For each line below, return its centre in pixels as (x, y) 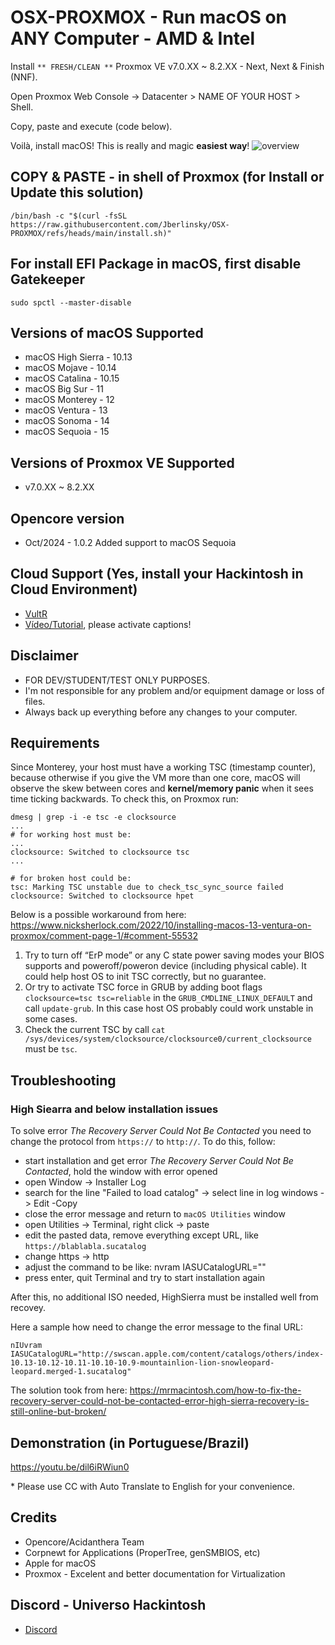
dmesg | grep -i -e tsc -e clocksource (93, 817)
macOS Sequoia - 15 (67, 432)
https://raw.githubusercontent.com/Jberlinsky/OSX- (120, 224)
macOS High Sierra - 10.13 (78, 357)
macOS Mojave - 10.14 (70, 368)
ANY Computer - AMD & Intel (133, 38)
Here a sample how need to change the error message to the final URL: (157, 1327)
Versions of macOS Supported (107, 332)
